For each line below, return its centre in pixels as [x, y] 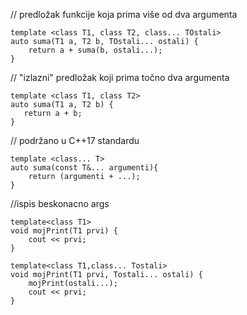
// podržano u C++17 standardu [75, 140]
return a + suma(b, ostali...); [95, 50]
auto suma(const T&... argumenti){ [84, 168]
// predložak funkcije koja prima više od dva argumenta [124, 14]
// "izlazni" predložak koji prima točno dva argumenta [120, 77]
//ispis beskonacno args [60, 203]
